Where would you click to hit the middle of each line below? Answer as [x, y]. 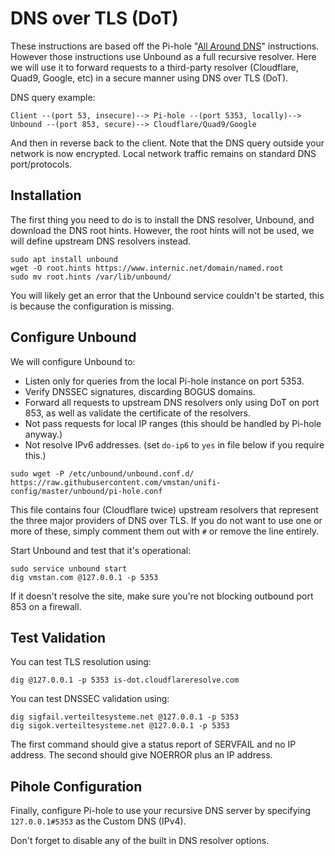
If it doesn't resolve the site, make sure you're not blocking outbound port [162, 596]
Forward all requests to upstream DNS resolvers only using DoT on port [172, 402]
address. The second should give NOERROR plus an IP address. [141, 755]
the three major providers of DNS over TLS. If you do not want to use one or [166, 520]
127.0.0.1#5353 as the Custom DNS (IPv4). [98, 821]
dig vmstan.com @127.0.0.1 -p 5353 [84, 577]
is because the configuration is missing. [92, 306]
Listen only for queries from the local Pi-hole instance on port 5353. [164, 381]
